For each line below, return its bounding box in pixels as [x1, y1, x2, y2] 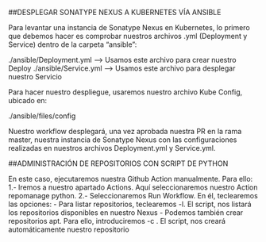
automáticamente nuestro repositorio [8, 225, 129, 234]
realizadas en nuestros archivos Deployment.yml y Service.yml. [8, 144, 216, 152]
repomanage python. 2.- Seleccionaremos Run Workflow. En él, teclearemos [8, 191, 258, 200]
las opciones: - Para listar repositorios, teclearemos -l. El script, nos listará [8, 199, 252, 209]
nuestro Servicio [8, 72, 62, 81]
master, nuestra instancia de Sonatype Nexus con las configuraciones [8, 135, 237, 144]
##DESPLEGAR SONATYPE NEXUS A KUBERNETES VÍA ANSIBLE [8, 8, 222, 17]
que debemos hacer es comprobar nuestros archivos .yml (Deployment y [8, 32, 248, 40]
